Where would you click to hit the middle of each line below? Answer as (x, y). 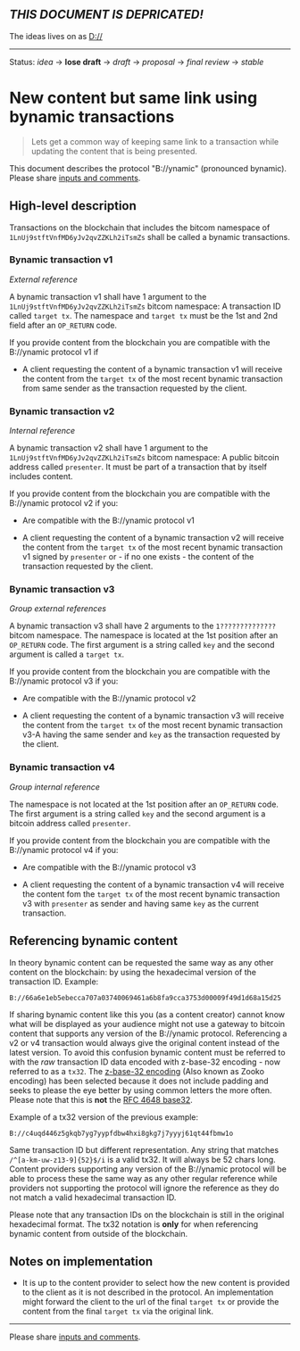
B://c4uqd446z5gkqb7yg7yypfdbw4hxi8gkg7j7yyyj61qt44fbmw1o (121, 1133)
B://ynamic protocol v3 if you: (64, 681)
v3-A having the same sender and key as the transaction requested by (151, 734)
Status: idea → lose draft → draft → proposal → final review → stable (137, 62)
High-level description (73, 206)
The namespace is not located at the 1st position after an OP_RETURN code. (144, 804)
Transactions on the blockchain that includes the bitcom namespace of (140, 228)
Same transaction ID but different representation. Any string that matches (144, 1149)
